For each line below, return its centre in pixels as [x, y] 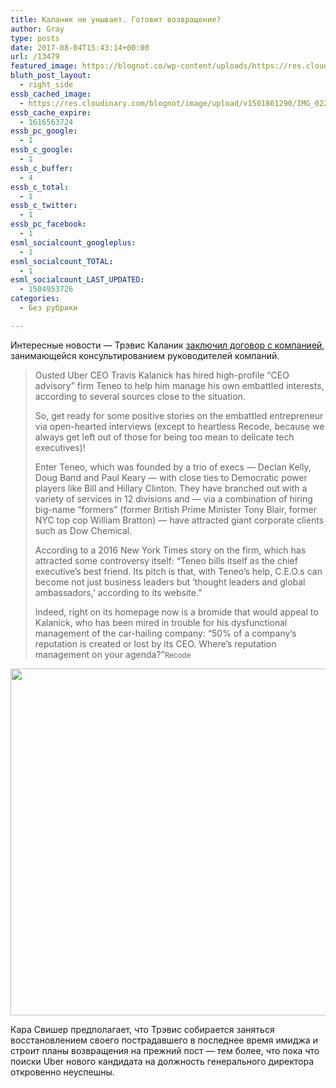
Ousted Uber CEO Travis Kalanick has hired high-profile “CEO [162, 375]
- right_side [46, 85]
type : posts [35, 38]
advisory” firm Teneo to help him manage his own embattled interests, [179, 385]
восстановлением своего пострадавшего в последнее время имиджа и [164, 1040]
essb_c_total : [40, 187]
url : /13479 [35, 57]
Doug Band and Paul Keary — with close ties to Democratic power [171, 477]
